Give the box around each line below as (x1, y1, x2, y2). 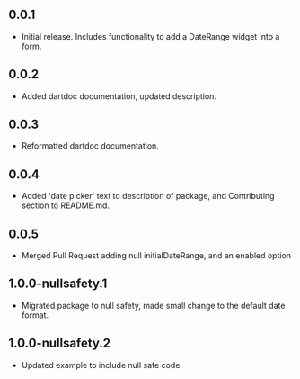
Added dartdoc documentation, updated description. (21, 90, 217, 102)
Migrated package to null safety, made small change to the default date (21, 300, 286, 311)
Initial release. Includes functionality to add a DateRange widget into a (21, 31, 280, 41)
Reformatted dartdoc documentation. (21, 140, 159, 151)
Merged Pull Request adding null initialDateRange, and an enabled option (21, 250, 292, 261)
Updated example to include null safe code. (21, 359, 183, 370)
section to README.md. (21, 200, 110, 211)
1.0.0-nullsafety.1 (8, 276, 108, 292)
